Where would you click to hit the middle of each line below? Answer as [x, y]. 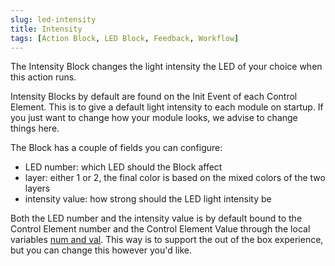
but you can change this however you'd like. [101, 250]
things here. [35, 128]
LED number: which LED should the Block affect [123, 167]
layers [37, 188]
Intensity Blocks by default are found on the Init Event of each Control [154, 97]
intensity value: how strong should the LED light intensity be [148, 199]
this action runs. [43, 77]
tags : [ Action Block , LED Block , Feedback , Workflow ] [125, 38]
